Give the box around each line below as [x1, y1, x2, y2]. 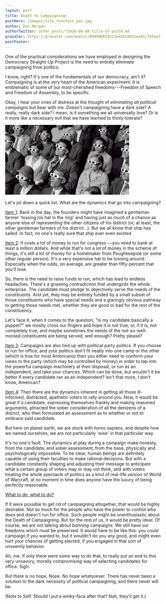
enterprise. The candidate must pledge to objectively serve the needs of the [5, 287, 161, 293]
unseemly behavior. [5, 544, 46, 549]
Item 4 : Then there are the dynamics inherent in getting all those [5, 389, 136, 395]
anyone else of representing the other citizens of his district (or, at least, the [5, 220, 160, 226]
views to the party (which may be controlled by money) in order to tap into [5, 359, 157, 364]
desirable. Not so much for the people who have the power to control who [5, 506, 156, 513]
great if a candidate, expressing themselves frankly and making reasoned [5, 400, 155, 406]
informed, [5, 394, 25, 400]
